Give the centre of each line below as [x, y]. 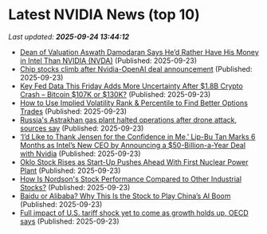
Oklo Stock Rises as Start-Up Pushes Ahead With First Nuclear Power [134, 162]
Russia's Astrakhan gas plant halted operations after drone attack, [128, 119]
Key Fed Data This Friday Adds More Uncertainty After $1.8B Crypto [131, 86]
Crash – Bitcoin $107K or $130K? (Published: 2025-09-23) [115, 94]
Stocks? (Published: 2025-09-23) [75, 187]
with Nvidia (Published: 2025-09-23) [80, 154]
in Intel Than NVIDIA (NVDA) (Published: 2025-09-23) [108, 60]
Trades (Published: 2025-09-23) [73, 111]
